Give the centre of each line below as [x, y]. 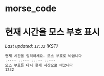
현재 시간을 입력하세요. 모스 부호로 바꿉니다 [43, 56]
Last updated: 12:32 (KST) [31, 46]
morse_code [31, 9]
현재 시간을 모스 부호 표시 [52, 32]
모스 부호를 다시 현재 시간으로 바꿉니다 [39, 66]
